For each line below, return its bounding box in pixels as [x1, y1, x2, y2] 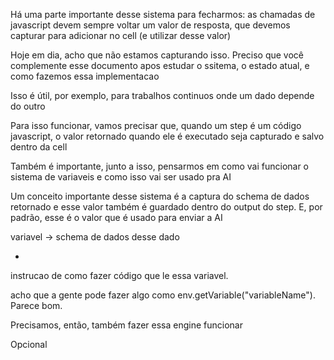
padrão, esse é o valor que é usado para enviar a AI [10, 212, 223, 223]
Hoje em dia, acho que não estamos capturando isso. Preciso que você [10, 49, 304, 61]
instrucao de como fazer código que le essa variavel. [10, 270, 229, 281]
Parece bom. [10, 300, 63, 311]
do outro [10, 100, 46, 112]
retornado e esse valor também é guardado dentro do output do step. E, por [10, 201, 323, 213]
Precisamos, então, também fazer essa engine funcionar [10, 319, 243, 331]
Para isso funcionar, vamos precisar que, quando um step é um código [10, 120, 302, 131]
